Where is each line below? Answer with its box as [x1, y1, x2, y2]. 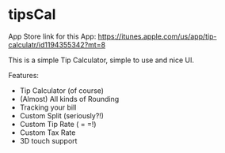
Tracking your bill [19, 103, 77, 112]
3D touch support [19, 136, 78, 145]
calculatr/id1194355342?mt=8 [8, 39, 105, 49]
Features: [8, 70, 40, 80]
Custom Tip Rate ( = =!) [19, 119, 97, 129]
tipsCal [8, 6, 56, 24]
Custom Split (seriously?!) [19, 110, 105, 120]
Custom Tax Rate [19, 128, 76, 137]
